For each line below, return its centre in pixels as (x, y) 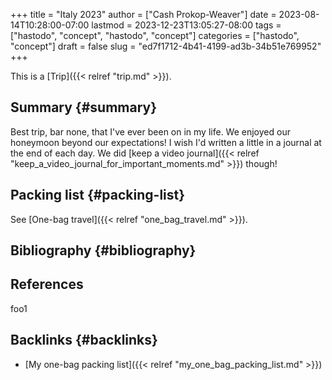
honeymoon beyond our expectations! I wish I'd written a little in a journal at (166, 142)
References (47, 284)
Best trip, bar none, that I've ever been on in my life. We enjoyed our (150, 131)
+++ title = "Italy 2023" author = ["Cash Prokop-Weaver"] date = (143, 14)
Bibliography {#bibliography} (103, 250)
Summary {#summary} (84, 107)
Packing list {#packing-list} (98, 195)
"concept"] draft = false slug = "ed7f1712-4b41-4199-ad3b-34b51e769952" (166, 46)
